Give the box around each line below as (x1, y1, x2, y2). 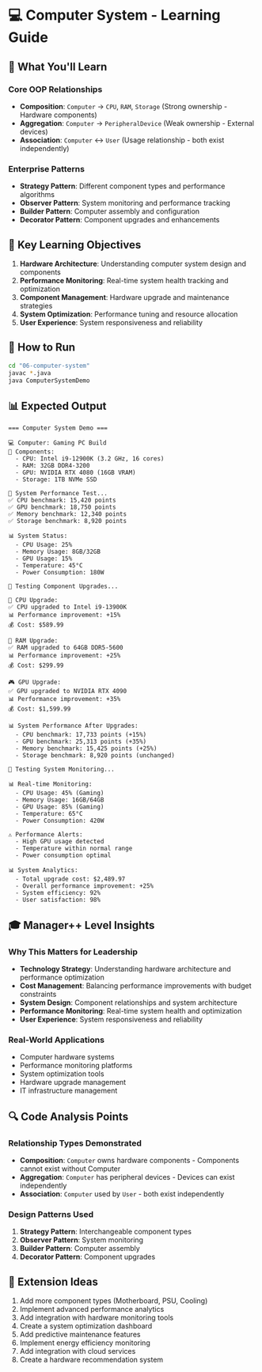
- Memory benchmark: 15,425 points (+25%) (15, 745, 158, 752)
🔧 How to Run (8, 341, 76, 354)
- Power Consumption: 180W (15, 569, 104, 577)
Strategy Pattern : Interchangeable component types (19, 1227, 192, 1237)
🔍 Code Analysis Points (8, 1109, 129, 1124)
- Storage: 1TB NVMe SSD (15, 476, 97, 483)
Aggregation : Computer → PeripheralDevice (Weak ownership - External (19, 118, 255, 127)
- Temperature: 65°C (15, 810, 83, 818)
